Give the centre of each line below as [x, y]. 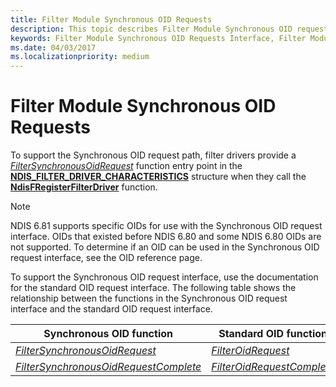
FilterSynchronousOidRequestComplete [108, 367]
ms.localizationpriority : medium [80, 57]
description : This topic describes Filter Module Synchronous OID [151, 29]
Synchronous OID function [108, 334]
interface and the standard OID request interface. [111, 309]
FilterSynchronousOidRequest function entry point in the [126, 166]
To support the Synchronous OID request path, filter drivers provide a [153, 155]
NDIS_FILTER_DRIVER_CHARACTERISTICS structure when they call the [158, 177]
